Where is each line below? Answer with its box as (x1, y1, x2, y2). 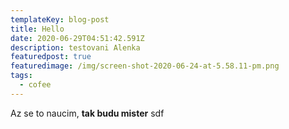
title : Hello (10, 24, 65, 34)
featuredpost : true (10, 52, 92, 62)
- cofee (19, 80, 52, 90)
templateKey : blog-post (10, 14, 110, 25)
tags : (10, 71, 33, 81)
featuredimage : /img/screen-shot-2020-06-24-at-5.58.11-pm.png (10, 61, 280, 71)
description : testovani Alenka (10, 42, 141, 53)
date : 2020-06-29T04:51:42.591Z (10, 33, 145, 43)
